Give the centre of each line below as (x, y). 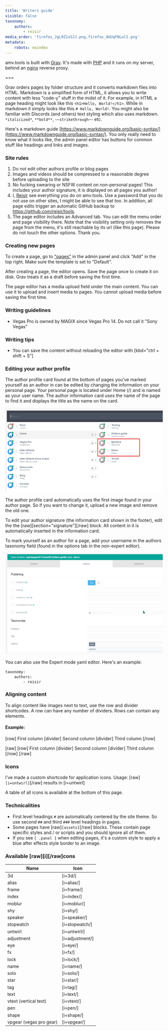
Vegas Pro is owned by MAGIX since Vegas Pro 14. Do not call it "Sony (85, 321)
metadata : (15, 43)
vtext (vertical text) (27, 1001)
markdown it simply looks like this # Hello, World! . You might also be (77, 108)
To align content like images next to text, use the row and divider (72, 705)
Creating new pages (30, 246)
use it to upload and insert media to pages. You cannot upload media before (83, 292)
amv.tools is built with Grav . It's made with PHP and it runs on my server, (80, 62)
